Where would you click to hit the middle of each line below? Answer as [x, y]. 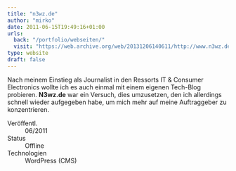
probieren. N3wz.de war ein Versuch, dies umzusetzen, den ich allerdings [115, 94]
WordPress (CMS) [51, 160]
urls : [15, 33]
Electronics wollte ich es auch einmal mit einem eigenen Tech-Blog [104, 87]
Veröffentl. [22, 123]
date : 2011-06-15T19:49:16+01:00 [56, 27]
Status [17, 138]
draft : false [26, 60]
